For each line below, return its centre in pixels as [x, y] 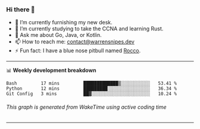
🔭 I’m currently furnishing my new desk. [64, 23]
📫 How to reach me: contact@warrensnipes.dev [75, 42]
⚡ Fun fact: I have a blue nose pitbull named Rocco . [78, 51]
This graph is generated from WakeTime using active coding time [86, 107]
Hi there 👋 [21, 10]
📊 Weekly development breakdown [51, 70]
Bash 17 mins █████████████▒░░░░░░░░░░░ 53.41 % [92, 84]
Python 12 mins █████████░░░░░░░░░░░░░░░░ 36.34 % [92, 89]
